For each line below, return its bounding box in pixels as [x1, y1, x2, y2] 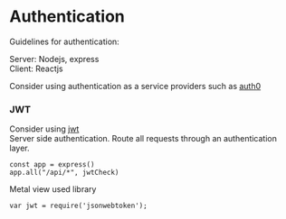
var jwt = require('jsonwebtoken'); [9, 201, 148, 211]
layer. [9, 142, 30, 154]
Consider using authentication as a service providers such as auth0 [9, 80, 262, 91]
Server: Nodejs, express [9, 53, 100, 64]
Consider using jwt [9, 123, 80, 134]
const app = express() [9, 160, 95, 169]
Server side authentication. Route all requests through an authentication [9, 133, 278, 144]
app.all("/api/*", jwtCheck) [9, 169, 119, 178]
